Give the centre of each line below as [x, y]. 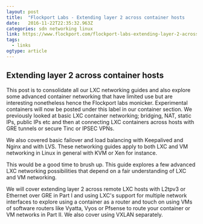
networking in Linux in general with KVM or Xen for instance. [82, 153]
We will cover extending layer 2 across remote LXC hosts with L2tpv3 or [96, 189]
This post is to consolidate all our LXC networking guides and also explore [98, 90]
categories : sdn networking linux [50, 29]
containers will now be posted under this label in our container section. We [99, 109]
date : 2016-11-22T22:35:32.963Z [50, 23]
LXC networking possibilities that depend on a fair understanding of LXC [96, 171]
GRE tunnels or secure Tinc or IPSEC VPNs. [60, 128]
